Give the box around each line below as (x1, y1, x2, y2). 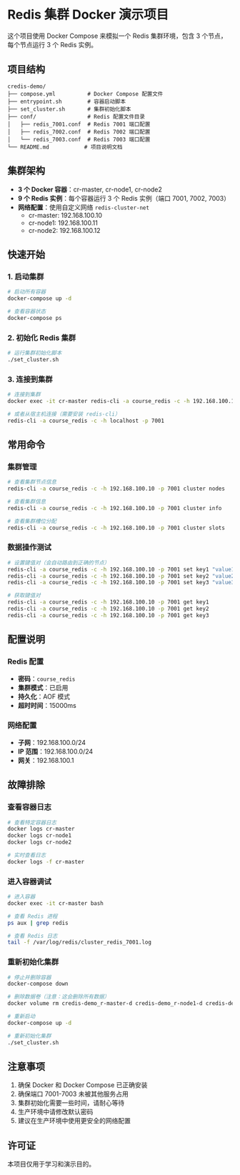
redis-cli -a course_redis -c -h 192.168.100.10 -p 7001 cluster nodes (7, 485, 225, 493)
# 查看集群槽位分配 (7, 517, 57, 525)
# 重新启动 (7, 1013, 36, 1020)
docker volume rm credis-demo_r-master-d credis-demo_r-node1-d (7, 1000, 203, 1007)
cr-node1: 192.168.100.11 (28, 219, 98, 227)
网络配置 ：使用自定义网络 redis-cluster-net (17, 203, 150, 211)
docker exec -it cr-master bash (7, 899, 104, 907)
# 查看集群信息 (7, 498, 46, 506)
